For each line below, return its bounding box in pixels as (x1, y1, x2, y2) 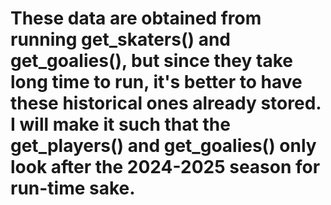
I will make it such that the (10, 113, 231, 136)
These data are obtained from (10, 7, 262, 30)
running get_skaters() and (10, 28, 231, 51)
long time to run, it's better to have (10, 71, 303, 94)
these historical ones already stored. (10, 92, 322, 115)
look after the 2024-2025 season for (10, 156, 321, 179)
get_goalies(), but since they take (10, 50, 293, 72)
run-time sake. (10, 177, 136, 200)
